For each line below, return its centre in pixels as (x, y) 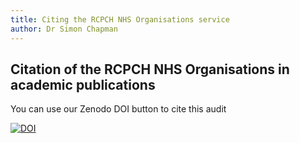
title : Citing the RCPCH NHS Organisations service (120, 19)
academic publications (83, 84)
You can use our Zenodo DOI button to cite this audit (118, 109)
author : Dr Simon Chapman (64, 29)
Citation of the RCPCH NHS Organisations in (150, 69)
